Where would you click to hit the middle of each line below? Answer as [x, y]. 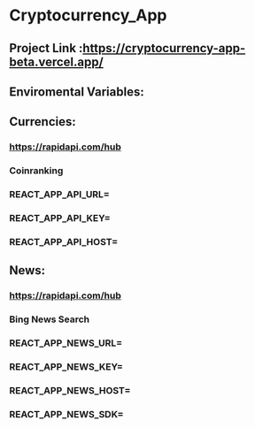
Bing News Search [50, 319]
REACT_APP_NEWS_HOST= [70, 390]
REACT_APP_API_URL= [60, 195]
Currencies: [43, 122]
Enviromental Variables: [77, 92]
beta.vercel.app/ [56, 61]
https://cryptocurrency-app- [164, 48]
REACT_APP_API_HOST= [64, 241]
